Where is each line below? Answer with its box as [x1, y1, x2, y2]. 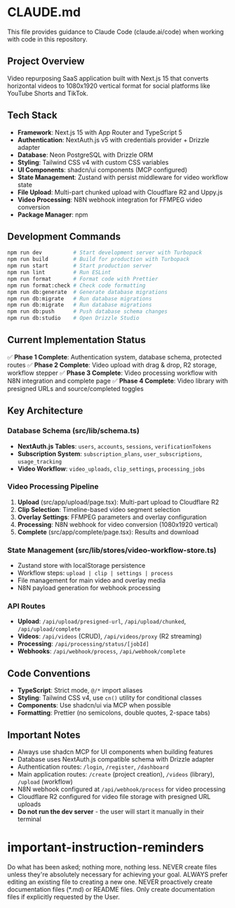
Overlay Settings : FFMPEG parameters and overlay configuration [17, 513, 207, 521]
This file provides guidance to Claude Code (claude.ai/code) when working [7, 27, 224, 36]
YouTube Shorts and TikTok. [7, 89, 89, 97]
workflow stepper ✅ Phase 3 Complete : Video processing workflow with [7, 369, 217, 377]
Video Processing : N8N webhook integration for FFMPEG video [17, 195, 203, 204]
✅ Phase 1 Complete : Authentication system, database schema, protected [7, 352, 222, 361]
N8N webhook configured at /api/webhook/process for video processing [17, 785, 226, 793]
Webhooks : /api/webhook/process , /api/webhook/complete [17, 647, 186, 656]
